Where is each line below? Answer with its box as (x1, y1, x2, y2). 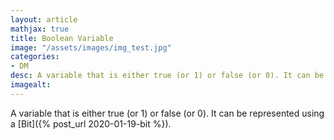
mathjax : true (10, 24, 70, 34)
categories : (10, 52, 60, 62)
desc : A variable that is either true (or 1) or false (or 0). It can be (10, 71, 325, 81)
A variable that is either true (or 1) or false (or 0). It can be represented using (10, 107, 325, 119)
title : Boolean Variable (10, 33, 114, 43)
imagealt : (10, 80, 52, 90)
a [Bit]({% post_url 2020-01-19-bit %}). (10, 117, 172, 130)
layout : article (10, 14, 78, 25)
